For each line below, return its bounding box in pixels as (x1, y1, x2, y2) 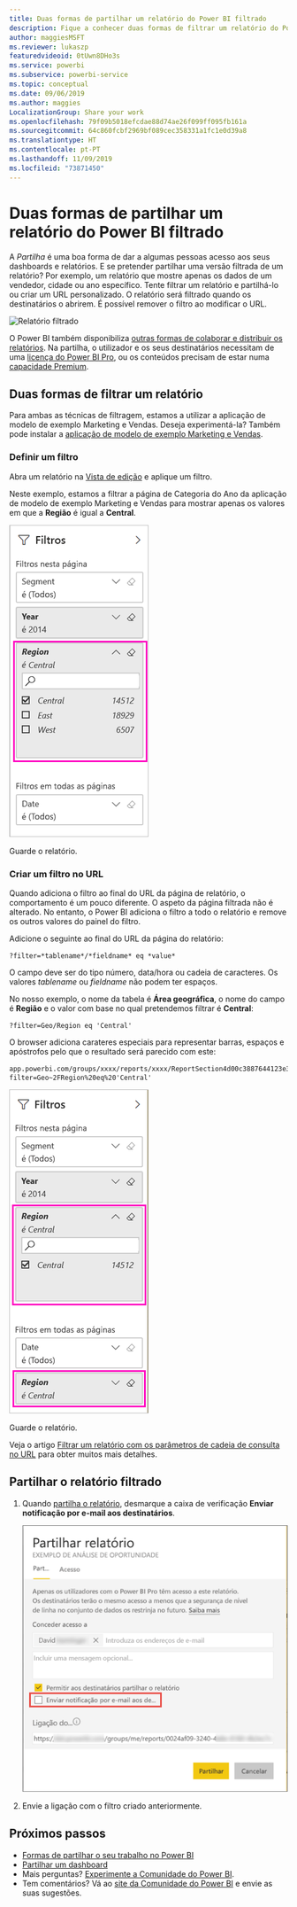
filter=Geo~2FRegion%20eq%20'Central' (9, 1073, 152, 1082)
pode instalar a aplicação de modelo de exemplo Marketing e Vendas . (9, 429, 263, 440)
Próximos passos (9, 1826, 106, 1841)
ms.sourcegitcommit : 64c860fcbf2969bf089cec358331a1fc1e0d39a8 (9, 127, 247, 136)
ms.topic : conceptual (9, 80, 89, 89)
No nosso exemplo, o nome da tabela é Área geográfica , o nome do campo (9, 993, 286, 1004)
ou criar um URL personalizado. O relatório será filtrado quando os (9, 289, 252, 300)
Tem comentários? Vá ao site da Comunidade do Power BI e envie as (21, 1878, 273, 1888)
